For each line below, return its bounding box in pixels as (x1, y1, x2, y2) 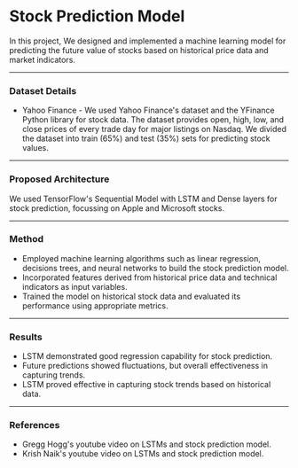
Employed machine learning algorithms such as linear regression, (21, 253, 262, 263)
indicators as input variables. (21, 281, 128, 292)
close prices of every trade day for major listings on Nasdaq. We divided (21, 124, 286, 135)
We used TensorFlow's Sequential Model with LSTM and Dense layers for (9, 193, 278, 204)
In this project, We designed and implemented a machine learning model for (9, 35, 286, 46)
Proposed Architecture (9, 173, 110, 185)
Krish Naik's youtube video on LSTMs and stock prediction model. (21, 448, 264, 459)
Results (9, 331, 43, 343)
